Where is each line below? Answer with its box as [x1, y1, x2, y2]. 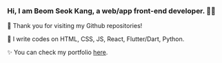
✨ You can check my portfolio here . [7, 48, 108, 57]
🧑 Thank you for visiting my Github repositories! [7, 22, 143, 30]
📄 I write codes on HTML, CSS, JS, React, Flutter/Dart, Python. [7, 35, 185, 43]
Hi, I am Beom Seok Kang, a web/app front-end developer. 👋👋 [7, 6, 216, 16]
